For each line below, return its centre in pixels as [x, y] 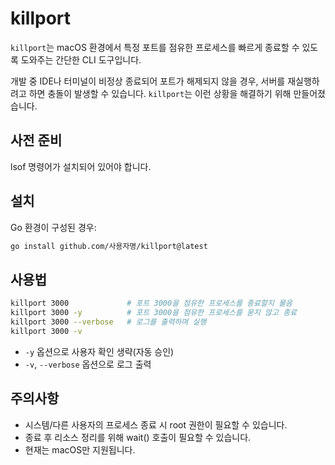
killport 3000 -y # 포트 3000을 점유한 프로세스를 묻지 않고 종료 [154, 313]
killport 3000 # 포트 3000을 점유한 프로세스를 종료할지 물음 [151, 303]
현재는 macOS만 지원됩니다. [80, 449]
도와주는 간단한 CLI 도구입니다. [81, 59]
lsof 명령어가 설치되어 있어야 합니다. [81, 166]
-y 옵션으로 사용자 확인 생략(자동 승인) [99, 351]
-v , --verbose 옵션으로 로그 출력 [88, 364]
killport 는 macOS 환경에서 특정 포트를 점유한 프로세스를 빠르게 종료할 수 [155, 47]
